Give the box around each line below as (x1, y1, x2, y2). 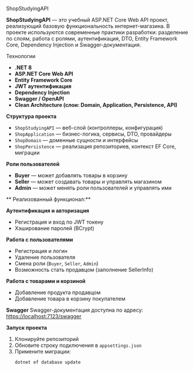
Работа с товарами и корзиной (6, 278, 86, 284)
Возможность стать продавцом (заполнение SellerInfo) (14, 267, 154, 273)
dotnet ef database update (14, 359, 81, 365)
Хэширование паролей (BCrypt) (14, 225, 95, 231)
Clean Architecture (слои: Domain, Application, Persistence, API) (14, 102, 178, 108)
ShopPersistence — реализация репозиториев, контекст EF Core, (14, 143, 176, 150)
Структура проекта (6, 113, 57, 120)
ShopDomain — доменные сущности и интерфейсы (14, 137, 138, 143)
